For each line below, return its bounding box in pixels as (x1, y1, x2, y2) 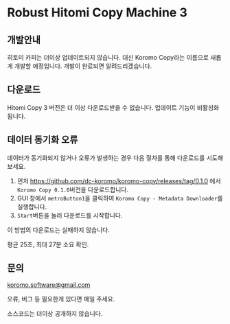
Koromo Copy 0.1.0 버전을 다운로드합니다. (16, 185, 129, 194)
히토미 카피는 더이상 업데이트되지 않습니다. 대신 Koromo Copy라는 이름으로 (7, 54, 209, 61)
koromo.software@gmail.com (7, 281, 91, 289)
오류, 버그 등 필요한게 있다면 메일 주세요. (7, 295, 115, 303)
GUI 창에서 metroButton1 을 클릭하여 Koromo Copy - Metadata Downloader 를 (16, 194, 223, 202)
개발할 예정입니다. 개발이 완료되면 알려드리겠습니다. (14, 62, 152, 70)
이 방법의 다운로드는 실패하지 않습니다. (7, 225, 110, 234)
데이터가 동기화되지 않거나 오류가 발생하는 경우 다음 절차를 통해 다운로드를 (7, 153, 205, 162)
